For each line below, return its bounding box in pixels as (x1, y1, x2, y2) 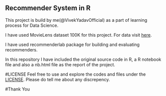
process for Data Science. (5, 22, 59, 28)
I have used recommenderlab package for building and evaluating (5, 42, 140, 48)
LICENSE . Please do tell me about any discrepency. (5, 76, 110, 82)
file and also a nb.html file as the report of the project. (5, 61, 115, 67)
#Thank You (5, 86, 30, 92)
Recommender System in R (5, 4, 91, 12)
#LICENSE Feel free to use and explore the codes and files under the (5, 71, 146, 77)
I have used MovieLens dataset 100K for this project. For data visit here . (5, 32, 152, 38)
